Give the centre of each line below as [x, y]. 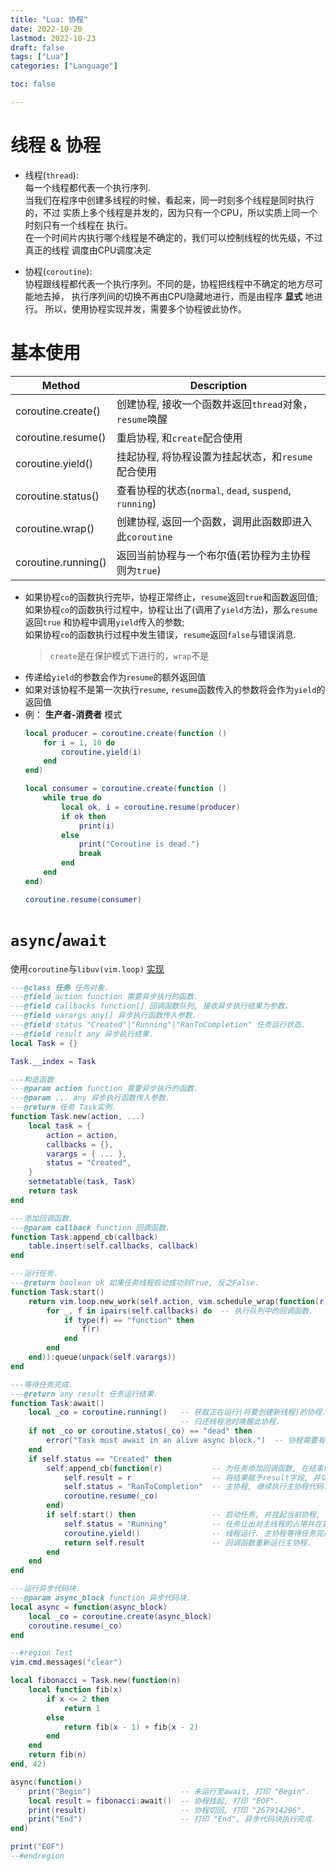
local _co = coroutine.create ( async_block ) [120, 1616]
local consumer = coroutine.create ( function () [126, 789]
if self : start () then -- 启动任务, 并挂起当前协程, [183, 1515]
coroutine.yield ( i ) [101, 752]
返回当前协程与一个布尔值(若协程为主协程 [214, 555]
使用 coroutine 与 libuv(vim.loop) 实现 [87, 968]
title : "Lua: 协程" [49, 19]
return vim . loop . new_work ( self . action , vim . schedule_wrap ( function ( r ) [178, 1301]
